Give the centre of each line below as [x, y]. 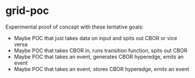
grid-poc [27, 11]
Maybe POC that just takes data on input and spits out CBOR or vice [95, 38]
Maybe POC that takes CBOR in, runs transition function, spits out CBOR [101, 50]
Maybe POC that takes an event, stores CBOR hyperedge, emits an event [101, 69]
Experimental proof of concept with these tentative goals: [75, 27]
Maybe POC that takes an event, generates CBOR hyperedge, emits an [99, 56]
